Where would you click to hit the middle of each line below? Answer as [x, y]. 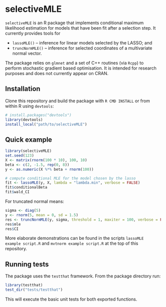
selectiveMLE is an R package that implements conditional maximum [75, 23]
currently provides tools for [33, 33]
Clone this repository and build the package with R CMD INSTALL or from [78, 101]
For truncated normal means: [35, 201]
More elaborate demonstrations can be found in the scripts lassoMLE [75, 238]
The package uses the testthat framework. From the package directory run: [83, 276]
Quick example [29, 139]
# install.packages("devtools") [38, 115]
